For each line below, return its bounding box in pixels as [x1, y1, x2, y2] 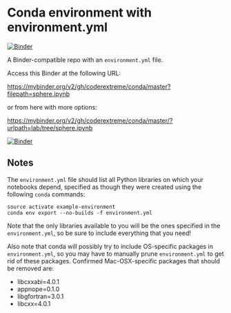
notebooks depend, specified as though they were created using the [7, 183, 202, 191]
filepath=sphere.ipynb [7, 90, 70, 98]
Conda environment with [7, 5, 152, 21]
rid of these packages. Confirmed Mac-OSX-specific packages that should [7, 256, 221, 265]
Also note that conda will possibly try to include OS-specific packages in [7, 242, 214, 250]
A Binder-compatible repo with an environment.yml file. [7, 55, 163, 63]
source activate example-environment [7, 203, 116, 210]
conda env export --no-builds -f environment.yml [7, 209, 153, 216]
